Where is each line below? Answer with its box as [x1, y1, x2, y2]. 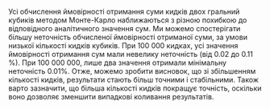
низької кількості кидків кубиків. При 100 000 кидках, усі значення [8, 41, 239, 50]
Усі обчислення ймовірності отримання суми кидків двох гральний [8, 7, 240, 16]
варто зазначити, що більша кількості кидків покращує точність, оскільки [8, 83, 262, 93]
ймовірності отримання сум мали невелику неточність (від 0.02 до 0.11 [8, 50, 254, 59]
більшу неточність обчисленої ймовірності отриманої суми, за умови [8, 32, 248, 42]
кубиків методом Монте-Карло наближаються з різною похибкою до [8, 15, 247, 25]
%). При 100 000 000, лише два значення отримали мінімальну [8, 58, 227, 67]
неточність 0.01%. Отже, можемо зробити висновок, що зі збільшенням [8, 67, 256, 75]
